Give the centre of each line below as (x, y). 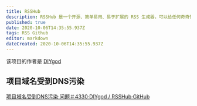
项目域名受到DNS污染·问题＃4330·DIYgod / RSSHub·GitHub (78, 96)
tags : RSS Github (27, 33)
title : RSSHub (23, 11)
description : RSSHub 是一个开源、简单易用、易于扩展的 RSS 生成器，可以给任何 (94, 17)
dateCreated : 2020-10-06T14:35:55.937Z (55, 44)
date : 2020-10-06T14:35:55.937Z (45, 28)
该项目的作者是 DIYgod (34, 61)
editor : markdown (27, 38)
